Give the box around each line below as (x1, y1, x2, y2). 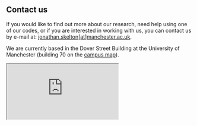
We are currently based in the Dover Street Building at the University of (6, 45, 180, 52)
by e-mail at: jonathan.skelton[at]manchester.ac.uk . (6, 33, 132, 40)
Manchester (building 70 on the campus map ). (6, 51, 120, 58)
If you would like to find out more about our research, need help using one (6, 20, 188, 27)
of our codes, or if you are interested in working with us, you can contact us (6, 27, 192, 34)
